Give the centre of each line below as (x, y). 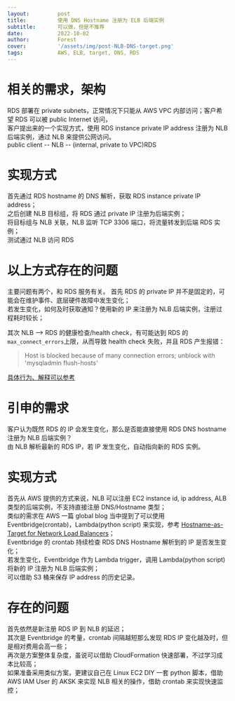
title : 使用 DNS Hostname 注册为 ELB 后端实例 (86, 20)
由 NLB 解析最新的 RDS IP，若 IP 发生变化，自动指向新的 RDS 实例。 (106, 447)
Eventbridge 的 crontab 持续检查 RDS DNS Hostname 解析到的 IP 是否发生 (114, 542)
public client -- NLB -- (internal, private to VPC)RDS (82, 144)
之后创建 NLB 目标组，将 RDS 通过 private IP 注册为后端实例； (97, 213)
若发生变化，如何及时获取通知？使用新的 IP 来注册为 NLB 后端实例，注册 (112, 308)
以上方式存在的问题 (63, 270)
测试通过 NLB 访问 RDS (41, 240)
